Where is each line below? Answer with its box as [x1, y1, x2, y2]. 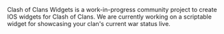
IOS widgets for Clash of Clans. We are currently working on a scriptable [7, 13, 212, 21]
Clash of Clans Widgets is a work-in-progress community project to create [7, 6, 217, 13]
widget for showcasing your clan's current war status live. [7, 20, 171, 27]
